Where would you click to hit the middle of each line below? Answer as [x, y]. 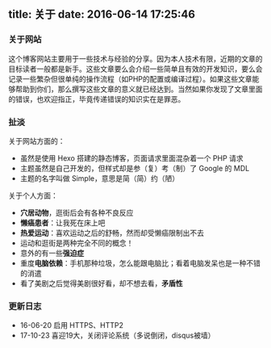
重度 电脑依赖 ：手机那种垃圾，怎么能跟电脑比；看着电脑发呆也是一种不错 [140, 263]
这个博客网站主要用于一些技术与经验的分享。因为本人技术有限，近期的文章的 [135, 58]
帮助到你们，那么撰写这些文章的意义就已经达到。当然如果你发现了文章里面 [139, 89]
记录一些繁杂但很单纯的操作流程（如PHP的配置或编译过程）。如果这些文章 [130, 78]
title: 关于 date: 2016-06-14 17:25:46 [102, 15]
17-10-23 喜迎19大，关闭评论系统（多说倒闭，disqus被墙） [117, 335]
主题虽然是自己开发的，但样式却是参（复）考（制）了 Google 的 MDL [135, 168]
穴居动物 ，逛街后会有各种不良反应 [77, 212]
